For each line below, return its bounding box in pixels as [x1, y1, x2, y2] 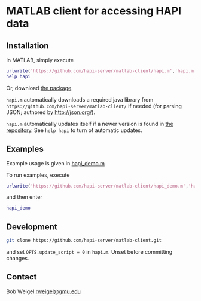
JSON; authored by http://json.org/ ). [6, 109, 96, 116]
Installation [6, 41, 49, 51]
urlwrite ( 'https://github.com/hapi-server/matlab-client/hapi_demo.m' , [6, 183, 188, 189]
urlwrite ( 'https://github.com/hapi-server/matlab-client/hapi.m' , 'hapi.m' [6, 68, 197, 74]
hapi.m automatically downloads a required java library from [6, 96, 154, 103]
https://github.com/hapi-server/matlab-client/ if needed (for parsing [6, 102, 182, 109]
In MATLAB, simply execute [6, 57, 74, 63]
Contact [6, 272, 37, 282]
